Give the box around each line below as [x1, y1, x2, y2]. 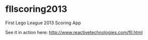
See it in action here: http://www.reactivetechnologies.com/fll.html [5, 29, 143, 35]
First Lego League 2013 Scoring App [5, 20, 82, 26]
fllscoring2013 [5, 3, 67, 15]
